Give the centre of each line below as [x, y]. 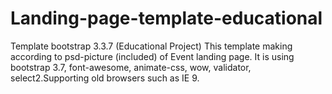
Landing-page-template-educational [166, 18]
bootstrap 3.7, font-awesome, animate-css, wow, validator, [131, 67]
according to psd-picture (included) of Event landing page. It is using [152, 56]
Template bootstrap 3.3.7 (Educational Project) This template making [151, 46]
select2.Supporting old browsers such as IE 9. [105, 78]
